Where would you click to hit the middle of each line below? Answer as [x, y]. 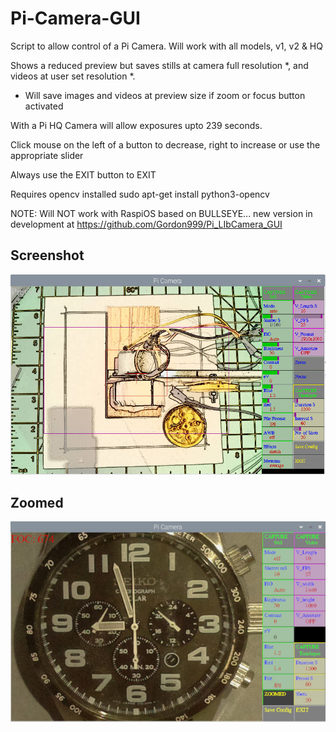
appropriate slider [47, 155]
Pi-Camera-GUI [75, 18]
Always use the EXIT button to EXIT [83, 174]
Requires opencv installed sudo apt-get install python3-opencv [140, 194]
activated [44, 106]
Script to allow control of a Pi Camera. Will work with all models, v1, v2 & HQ [166, 46]
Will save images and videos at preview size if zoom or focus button [165, 95]
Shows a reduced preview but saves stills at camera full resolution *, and [159, 65]
